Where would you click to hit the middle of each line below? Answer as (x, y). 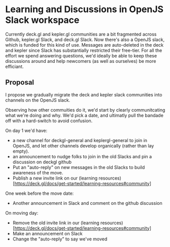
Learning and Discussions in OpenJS (84, 9)
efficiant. (14, 66)
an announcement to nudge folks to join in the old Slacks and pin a (82, 156)
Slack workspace (42, 20)
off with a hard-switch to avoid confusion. (49, 121)
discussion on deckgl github (42, 162)
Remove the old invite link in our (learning (56, 223)
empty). (21, 151)
